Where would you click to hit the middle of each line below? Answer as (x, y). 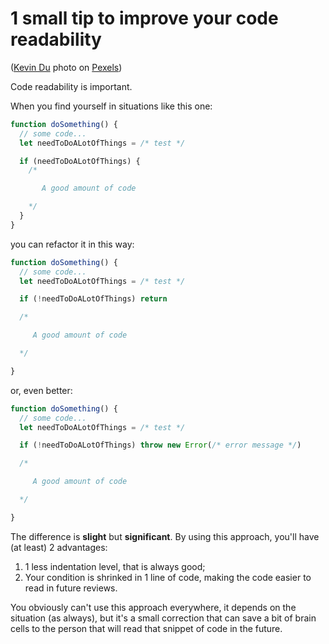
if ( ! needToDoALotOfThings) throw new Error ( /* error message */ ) (160, 445)
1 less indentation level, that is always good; (115, 566)
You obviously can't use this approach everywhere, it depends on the (153, 607)
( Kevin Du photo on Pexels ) (66, 67)
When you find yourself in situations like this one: (111, 106)
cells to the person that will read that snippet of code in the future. (146, 628)
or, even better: (41, 390)
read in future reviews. (71, 588)
